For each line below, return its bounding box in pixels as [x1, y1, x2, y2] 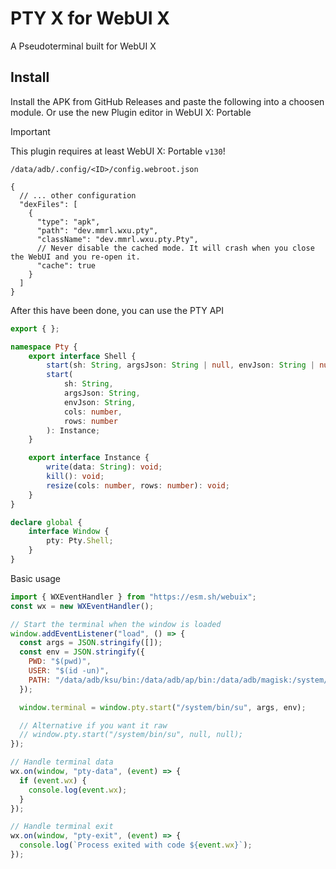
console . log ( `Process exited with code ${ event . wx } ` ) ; [19, 840, 253, 851]
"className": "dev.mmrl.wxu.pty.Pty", [36, 234, 199, 244]
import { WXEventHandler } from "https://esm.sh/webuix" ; [10, 592, 257, 602]
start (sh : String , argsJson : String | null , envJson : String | [46, 360, 316, 371]
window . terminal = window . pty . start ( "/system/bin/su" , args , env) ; [19, 702, 307, 712]
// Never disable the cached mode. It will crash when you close [36, 243, 315, 253]
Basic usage [10, 572, 62, 584]
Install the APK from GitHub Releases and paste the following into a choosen [10, 95, 325, 107]
